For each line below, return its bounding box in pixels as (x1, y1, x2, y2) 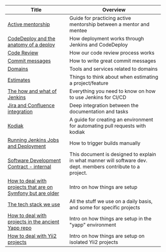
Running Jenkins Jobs (7, 137, 59, 143)
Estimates (7, 77, 31, 83)
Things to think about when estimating (69, 74, 159, 80)
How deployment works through (69, 35, 144, 42)
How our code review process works (69, 50, 155, 56)
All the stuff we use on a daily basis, (69, 198, 153, 204)
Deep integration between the (69, 102, 139, 108)
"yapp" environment (69, 221, 117, 228)
